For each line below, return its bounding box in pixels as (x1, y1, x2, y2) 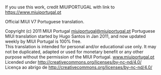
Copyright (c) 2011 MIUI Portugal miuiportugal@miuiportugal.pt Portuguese (5, 28, 156, 34)
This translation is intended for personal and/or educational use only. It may (5, 44, 157, 49)
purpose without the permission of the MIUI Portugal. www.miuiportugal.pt (5, 54, 155, 60)
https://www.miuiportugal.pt (5, 9, 62, 15)
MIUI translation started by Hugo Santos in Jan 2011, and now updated (5, 34, 146, 39)
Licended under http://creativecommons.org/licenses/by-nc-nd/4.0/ (5, 59, 142, 65)
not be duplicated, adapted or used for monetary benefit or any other (5, 49, 143, 55)
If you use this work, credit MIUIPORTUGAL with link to (5, 4, 115, 10)
